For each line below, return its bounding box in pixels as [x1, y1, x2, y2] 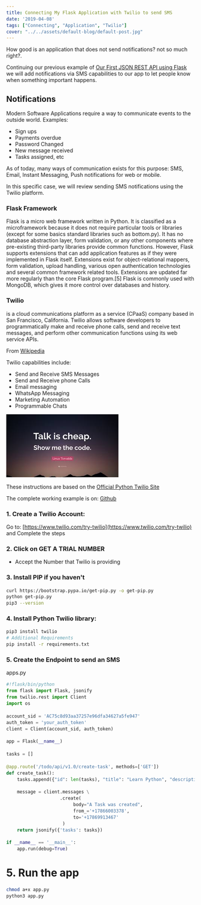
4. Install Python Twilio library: [6, 614, 97, 623]
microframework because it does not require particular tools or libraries [6, 224, 182, 231]
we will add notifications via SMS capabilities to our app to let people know [6, 70, 191, 77]
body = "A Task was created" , [72, 802, 144, 808]
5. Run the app [6, 866, 80, 880]
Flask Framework [6, 204, 57, 212]
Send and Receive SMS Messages [14, 370, 100, 378]
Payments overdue [14, 134, 62, 141]
